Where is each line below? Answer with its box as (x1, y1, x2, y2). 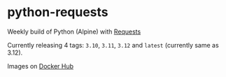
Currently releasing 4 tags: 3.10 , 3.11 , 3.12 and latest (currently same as (7, 41, 219, 49)
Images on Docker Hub (7, 62, 74, 70)
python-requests (7, 4, 108, 20)
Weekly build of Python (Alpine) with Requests (7, 27, 141, 36)
